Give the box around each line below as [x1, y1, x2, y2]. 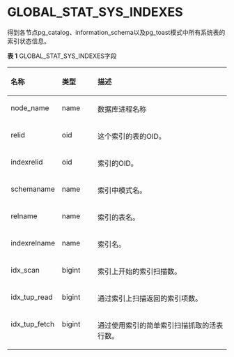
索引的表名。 [97, 212, 140, 222]
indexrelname [10, 238, 56, 248]
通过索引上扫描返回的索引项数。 [97, 294, 203, 303]
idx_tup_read [10, 292, 54, 302]
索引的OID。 [97, 158, 138, 168]
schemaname [10, 184, 56, 194]
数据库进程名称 [97, 104, 147, 114]
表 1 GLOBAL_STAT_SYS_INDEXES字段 [7, 52, 117, 60]
